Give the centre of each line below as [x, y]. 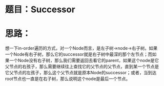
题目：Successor [40, 10]
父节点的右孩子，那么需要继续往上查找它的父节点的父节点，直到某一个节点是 [82, 66]
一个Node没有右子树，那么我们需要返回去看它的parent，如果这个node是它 [84, 61]
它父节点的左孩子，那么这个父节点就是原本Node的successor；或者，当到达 [81, 73]
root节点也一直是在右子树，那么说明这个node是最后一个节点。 [68, 79]
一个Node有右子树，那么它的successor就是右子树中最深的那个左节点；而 [79, 54]
